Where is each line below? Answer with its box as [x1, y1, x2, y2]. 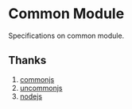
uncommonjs [19, 83, 63, 92]
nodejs [19, 92, 42, 101]
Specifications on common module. [8, 31, 125, 40]
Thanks [8, 54, 47, 67]
